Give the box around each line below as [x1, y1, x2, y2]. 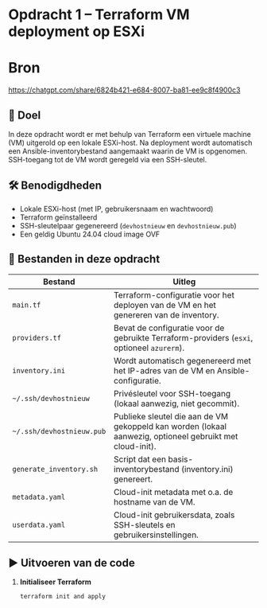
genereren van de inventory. [114, 309, 219, 320]
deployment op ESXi [8, 22, 145, 41]
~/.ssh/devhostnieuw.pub [12, 427, 106, 435]
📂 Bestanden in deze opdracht [8, 252, 161, 266]
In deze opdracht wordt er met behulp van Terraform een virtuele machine [8, 129, 252, 138]
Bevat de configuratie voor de [114, 322, 225, 333]
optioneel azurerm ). [114, 342, 185, 353]
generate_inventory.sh [12, 464, 98, 474]
